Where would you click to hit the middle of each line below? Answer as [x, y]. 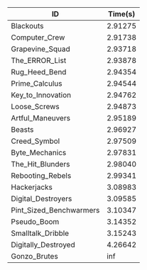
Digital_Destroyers [42, 199]
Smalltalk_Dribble [40, 233]
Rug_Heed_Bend [39, 72]
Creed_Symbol [36, 141]
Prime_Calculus [37, 83]
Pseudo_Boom [35, 221]
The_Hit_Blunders [40, 164]
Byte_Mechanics [39, 153]
